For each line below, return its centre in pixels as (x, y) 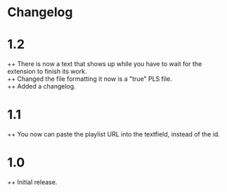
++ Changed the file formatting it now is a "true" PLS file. (90, 79)
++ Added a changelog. (41, 87)
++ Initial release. (32, 182)
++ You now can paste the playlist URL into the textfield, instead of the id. (113, 134)
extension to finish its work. (47, 72)
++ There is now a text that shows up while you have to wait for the (105, 64)
